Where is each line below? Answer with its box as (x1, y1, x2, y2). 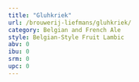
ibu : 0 (8, 48, 30, 55)
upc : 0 (8, 62, 30, 70)
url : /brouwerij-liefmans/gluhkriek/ (8, 19, 132, 27)
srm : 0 (8, 55, 30, 63)
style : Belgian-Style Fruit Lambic (8, 33, 125, 41)
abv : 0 (8, 41, 30, 48)
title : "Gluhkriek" (8, 11, 72, 20)
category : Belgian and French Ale (8, 26, 122, 34)
